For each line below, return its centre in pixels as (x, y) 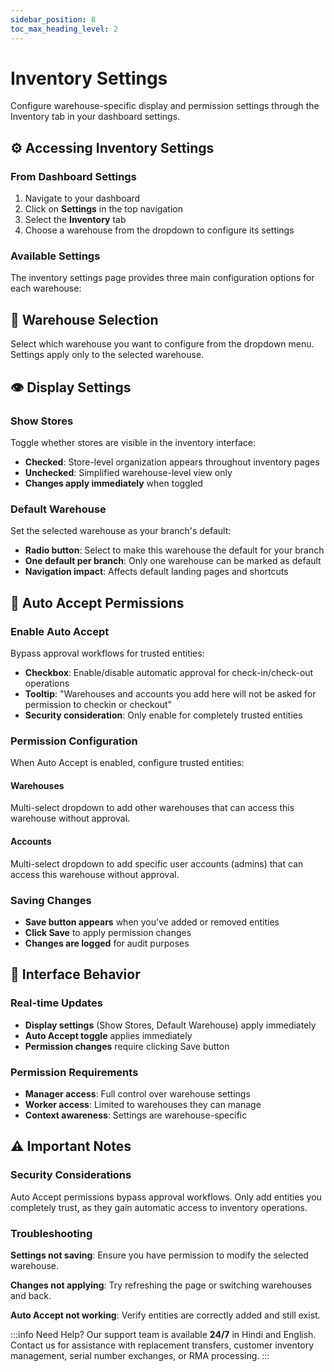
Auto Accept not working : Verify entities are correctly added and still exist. (165, 1315)
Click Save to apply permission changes (108, 932)
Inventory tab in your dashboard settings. (95, 117)
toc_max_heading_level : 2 (64, 29)
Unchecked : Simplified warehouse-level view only (128, 472)
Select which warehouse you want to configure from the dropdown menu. (162, 344)
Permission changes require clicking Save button (127, 1046)
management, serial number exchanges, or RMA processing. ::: (140, 1355)
